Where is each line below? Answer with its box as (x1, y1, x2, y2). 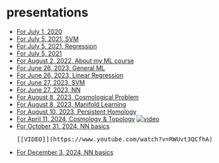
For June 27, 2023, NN (16, 86, 81, 94)
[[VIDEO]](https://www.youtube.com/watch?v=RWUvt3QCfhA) (16, 135, 213, 143)
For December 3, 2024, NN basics (16, 148, 114, 156)
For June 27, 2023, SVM (16, 78, 85, 86)
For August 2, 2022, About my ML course (16, 56, 135, 64)
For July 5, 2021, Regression (16, 42, 97, 50)
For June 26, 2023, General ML (16, 64, 105, 72)
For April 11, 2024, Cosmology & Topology (16, 114, 136, 123)
